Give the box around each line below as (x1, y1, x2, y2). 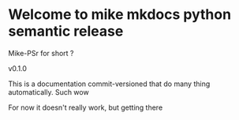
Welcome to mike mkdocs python (8, 6, 231, 24)
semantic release (8, 22, 124, 40)
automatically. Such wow (8, 87, 89, 96)
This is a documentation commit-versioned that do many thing (8, 79, 211, 88)
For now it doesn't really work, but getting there (8, 103, 163, 112)
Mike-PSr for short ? (8, 48, 74, 58)
